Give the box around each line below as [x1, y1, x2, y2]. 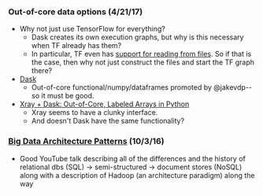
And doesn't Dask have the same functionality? [31, 116, 185, 126]
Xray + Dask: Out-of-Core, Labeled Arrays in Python [19, 99, 190, 109]
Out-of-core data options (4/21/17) [8, 6, 143, 17]
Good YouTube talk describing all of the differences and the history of [19, 153, 246, 163]
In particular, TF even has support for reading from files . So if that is [31, 50, 252, 59]
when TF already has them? [31, 41, 122, 50]
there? [31, 66, 53, 76]
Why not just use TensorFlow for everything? [19, 24, 165, 34]
